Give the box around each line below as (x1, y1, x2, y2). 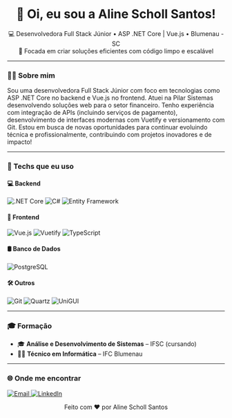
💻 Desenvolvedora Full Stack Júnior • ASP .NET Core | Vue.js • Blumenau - (8, 29, 224, 37)
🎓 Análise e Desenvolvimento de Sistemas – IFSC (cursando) (17, 340, 197, 348)
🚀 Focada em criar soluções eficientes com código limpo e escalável (18, 46, 214, 55)
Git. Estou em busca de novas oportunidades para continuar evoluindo (7, 123, 208, 131)
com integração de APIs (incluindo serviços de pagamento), (7, 109, 178, 117)
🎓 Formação (7, 321, 52, 331)
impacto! (7, 138, 32, 146)
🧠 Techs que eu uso (7, 162, 75, 172)
